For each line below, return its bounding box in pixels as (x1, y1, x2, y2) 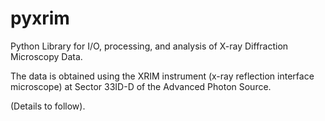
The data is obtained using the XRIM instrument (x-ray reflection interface (10, 70, 315, 82)
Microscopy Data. (10, 50, 83, 62)
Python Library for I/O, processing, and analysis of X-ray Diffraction (10, 40, 289, 52)
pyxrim (10, 7, 70, 30)
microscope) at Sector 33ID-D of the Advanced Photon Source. (10, 80, 272, 92)
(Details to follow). (10, 100, 86, 112)
